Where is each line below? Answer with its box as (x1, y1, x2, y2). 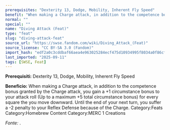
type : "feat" (5, 31, 33, 36)
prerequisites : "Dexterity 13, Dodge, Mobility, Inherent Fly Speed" (5, 7, 155, 13)
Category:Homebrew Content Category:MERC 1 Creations (5, 110, 125, 116)
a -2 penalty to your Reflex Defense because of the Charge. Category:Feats (5, 105, 163, 111)
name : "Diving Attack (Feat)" (5, 26, 69, 31)
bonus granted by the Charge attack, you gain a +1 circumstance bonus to (5, 88, 160, 94)
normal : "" (5, 17, 28, 22)
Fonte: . (5, 120, 21, 126)
